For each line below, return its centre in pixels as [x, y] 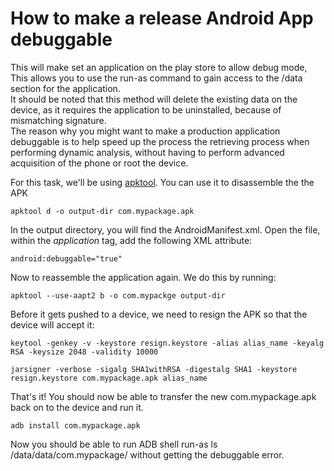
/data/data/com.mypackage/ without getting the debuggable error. [147, 454]
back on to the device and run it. [77, 407]
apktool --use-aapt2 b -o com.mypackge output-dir [118, 295]
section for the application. [65, 88]
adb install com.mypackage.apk [75, 425]
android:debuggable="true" [66, 258]
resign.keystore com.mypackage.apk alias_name [109, 378]
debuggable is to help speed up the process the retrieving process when [160, 141]
